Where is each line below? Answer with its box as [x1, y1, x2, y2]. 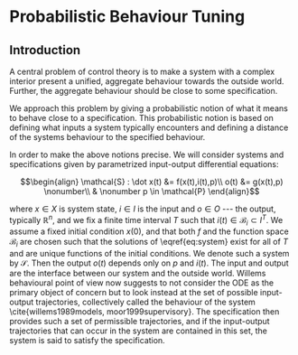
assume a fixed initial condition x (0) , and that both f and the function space [9, 226, 289, 237]
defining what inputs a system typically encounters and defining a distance [9, 122, 289, 133]
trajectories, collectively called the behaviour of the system [35, 296, 256, 308]
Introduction [9, 42, 81, 58]
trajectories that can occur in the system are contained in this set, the [9, 325, 268, 336]
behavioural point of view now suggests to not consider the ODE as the [9, 277, 274, 288]
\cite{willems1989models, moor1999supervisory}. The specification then [9, 306, 280, 317]
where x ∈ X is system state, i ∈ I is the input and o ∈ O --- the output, [9, 203, 276, 214]
